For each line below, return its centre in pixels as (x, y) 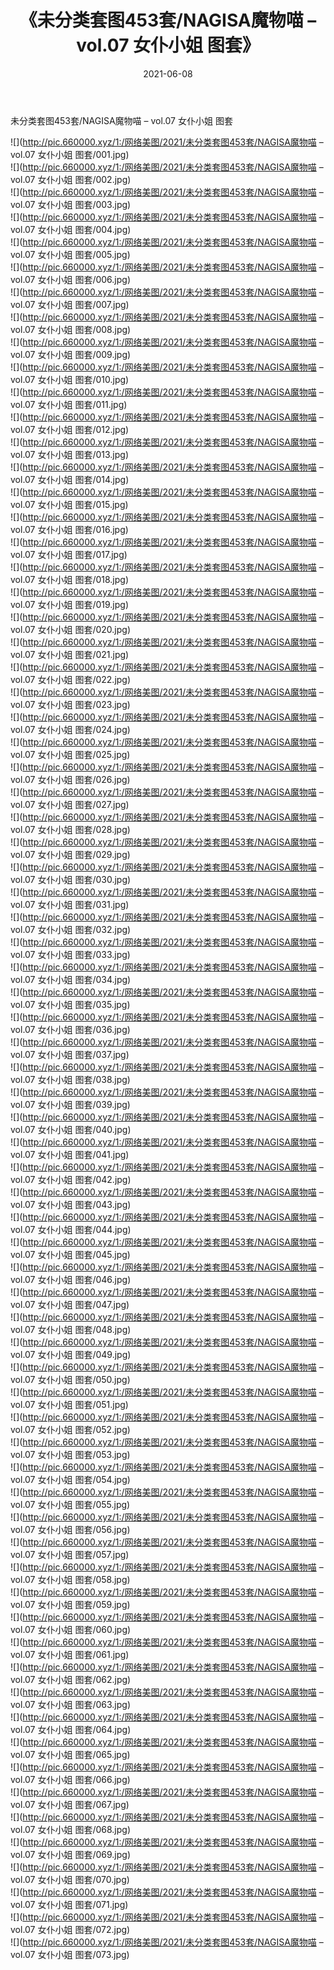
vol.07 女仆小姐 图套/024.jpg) (70, 729)
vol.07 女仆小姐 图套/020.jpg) (70, 629)
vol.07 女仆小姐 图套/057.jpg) (70, 1554)
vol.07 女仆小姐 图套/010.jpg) (70, 379)
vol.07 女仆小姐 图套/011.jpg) (69, 404)
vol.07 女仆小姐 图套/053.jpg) (70, 1454)
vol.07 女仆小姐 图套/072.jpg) (70, 1929)
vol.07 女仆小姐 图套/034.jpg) (71, 979)
